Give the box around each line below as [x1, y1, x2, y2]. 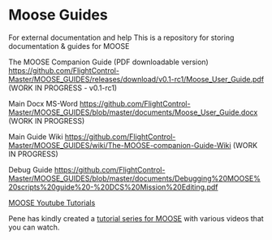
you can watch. [8, 222, 60, 232]
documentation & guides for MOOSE [8, 41, 130, 50]
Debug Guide [8, 164, 53, 174]
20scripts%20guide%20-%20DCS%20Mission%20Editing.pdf [8, 181, 218, 192]
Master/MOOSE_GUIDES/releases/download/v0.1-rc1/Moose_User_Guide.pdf [8, 74, 265, 84]
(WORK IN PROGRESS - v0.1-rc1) [8, 83, 118, 93]
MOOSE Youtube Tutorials [8, 198, 96, 207]
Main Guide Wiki [8, 132, 63, 142]
